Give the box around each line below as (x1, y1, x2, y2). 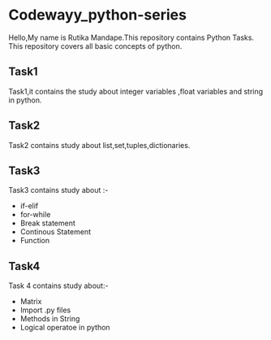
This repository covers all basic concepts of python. (8, 41, 183, 50)
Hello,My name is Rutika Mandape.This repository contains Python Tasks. (8, 33, 254, 42)
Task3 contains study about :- (8, 185, 109, 195)
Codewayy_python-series (8, 6, 187, 24)
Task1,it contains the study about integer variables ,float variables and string (8, 86, 264, 96)
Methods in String (19, 314, 80, 324)
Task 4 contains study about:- (8, 281, 109, 290)
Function (19, 236, 50, 246)
